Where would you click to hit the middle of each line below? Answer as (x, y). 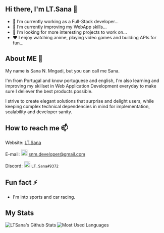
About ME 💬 (24, 59)
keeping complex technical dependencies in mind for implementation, (78, 106)
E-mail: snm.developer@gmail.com (45, 154)
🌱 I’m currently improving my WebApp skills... (60, 27)
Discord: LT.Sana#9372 (32, 166)
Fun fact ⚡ (21, 182)
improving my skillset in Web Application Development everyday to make (81, 86)
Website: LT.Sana (23, 143)
